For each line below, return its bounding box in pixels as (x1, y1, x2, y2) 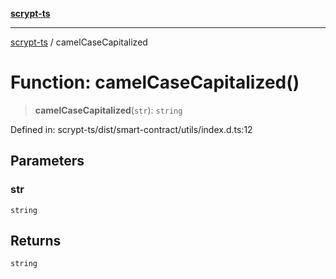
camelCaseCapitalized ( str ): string (34, 104, 183, 116)
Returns (10, 233, 62, 250)
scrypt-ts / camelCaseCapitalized (10, 36, 148, 48)
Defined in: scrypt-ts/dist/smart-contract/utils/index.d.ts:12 (10, 123, 253, 135)
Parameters (10, 153, 85, 170)
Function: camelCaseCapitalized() (10, 71, 300, 94)
